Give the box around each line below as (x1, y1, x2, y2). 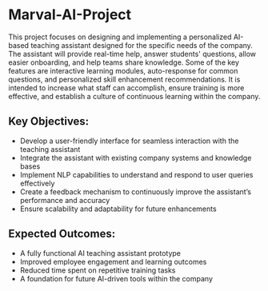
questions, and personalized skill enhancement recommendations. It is (8, 74, 241, 84)
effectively (19, 178, 55, 188)
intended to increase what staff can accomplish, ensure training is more (8, 82, 245, 93)
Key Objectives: (8, 114, 90, 129)
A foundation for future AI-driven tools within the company (19, 273, 214, 283)
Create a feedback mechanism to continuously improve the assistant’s (19, 186, 252, 197)
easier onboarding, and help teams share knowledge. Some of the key (8, 58, 240, 67)
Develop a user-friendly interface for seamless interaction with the (19, 136, 239, 145)
